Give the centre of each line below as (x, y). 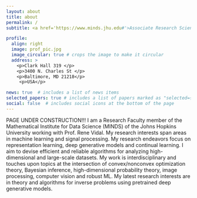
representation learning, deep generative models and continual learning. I (95, 145)
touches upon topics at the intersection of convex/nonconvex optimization (96, 163)
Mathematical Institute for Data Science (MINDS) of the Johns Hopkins (91, 126)
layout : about (23, 11)
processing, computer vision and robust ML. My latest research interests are (98, 176)
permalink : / (22, 22)
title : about (22, 17)
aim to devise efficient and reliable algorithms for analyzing (77, 151)
